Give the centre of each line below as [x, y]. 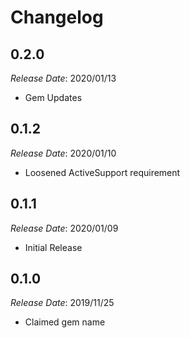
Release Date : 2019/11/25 [62, 303]
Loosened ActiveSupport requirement [102, 172]
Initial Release [53, 247]
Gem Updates [53, 97]
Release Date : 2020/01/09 [64, 228]
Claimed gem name [65, 322]
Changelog [57, 17]
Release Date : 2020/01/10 [63, 153]
